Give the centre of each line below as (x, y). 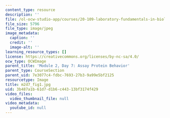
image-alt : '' (25, 47)
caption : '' (23, 38)
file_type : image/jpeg (29, 29)
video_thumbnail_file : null (39, 98)
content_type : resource (30, 10)
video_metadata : (22, 103)
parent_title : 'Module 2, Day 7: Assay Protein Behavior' (68, 66)
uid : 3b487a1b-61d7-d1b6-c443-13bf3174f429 (52, 89)
